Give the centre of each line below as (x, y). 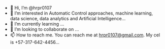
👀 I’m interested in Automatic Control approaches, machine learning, (81, 13)
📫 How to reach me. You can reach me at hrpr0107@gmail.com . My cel (85, 35)
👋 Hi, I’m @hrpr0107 (31, 8)
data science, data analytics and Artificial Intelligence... (68, 18)
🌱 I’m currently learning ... (37, 24)
